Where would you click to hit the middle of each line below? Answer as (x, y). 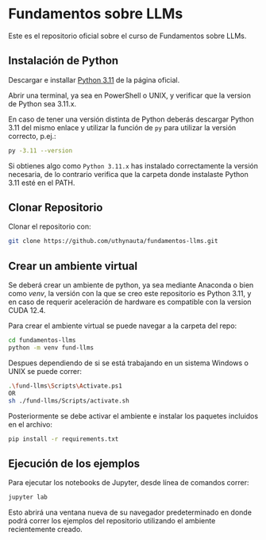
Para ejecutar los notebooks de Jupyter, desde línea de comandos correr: (129, 483)
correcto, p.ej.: (33, 136)
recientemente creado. (46, 530)
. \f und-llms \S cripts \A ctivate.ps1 (66, 386)
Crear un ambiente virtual (73, 266)
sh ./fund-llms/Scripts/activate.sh (69, 401)
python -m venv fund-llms (51, 348)
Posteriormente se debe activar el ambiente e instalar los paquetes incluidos (133, 416)
